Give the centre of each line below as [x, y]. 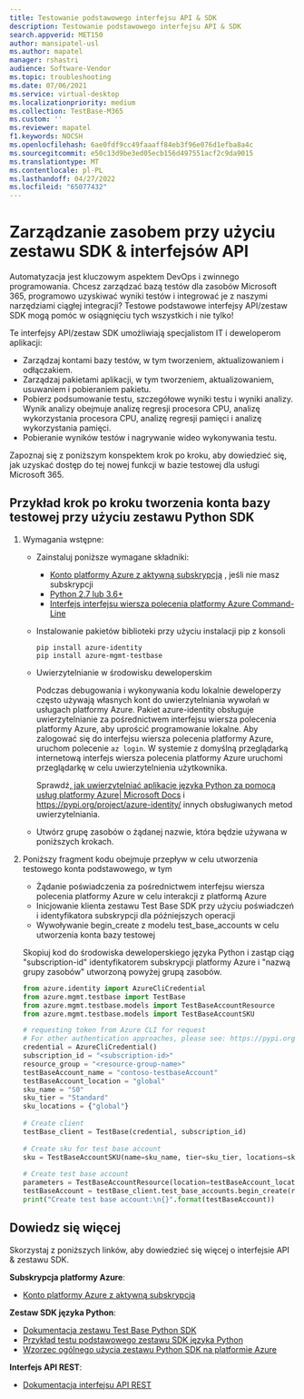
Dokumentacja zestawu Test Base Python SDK [109, 1330]
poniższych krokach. [75, 841]
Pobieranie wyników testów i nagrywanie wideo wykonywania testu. [150, 438]
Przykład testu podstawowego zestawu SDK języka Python [132, 1340]
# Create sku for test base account [92, 1149]
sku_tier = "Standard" [65, 1098]
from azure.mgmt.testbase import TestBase [104, 997]
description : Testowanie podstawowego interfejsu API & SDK [126, 26]
